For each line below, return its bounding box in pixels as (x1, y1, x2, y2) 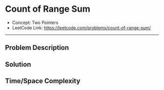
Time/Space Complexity (5, 77, 81, 85)
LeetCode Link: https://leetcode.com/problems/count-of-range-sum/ (12, 24, 151, 30)
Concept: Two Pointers (12, 20, 59, 25)
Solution (5, 60, 31, 68)
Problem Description (5, 44, 69, 52)
